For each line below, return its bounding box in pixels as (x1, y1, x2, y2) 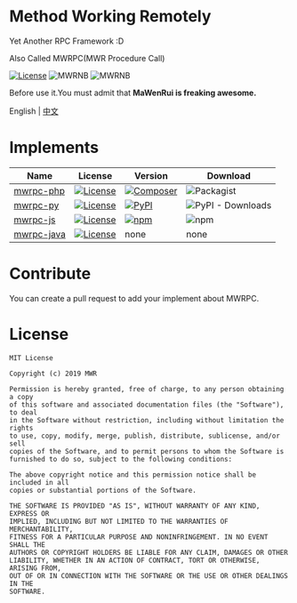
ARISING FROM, (9, 563, 62, 573)
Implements (9, 138, 100, 157)
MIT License (9, 353, 53, 362)
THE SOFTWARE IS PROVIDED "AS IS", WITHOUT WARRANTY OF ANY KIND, (9, 501, 261, 511)
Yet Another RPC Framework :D (9, 36, 124, 46)
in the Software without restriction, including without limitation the (9, 415, 285, 424)
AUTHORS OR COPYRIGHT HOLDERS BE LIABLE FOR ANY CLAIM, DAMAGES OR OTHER (9, 548, 289, 557)
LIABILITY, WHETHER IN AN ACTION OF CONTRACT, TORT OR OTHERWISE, (9, 556, 261, 565)
